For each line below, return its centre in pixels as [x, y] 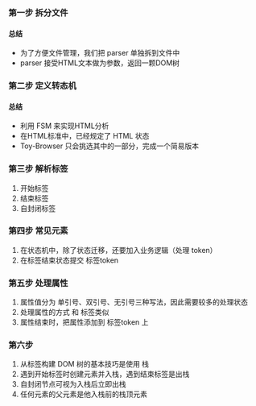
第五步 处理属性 [38, 283]
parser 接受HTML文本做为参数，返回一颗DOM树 [99, 63]
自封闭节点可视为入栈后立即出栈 [73, 384]
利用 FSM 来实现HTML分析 [64, 126]
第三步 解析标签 [38, 169]
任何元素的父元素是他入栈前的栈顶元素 [83, 394]
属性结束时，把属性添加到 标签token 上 [84, 322]
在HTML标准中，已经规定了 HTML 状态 [85, 136]
